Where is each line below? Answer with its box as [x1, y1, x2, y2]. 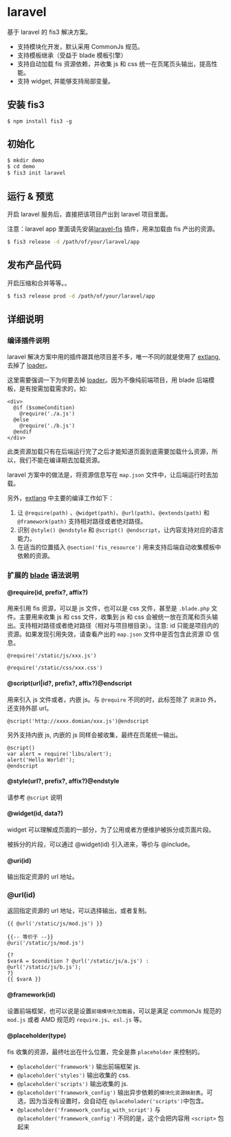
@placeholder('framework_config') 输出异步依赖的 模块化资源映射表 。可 [16, 1088, 213, 1096]
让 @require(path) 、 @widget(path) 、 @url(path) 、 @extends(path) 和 [16, 509, 210, 517]
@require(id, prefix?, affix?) [7, 588, 88, 596]
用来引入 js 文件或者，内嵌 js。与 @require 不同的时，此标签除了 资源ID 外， [7, 695, 220, 704]
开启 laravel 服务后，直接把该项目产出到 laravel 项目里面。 [7, 210, 172, 218]
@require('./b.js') [19, 422, 76, 429]
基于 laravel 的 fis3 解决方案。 [7, 28, 91, 36]
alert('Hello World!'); [7, 756, 76, 764]
